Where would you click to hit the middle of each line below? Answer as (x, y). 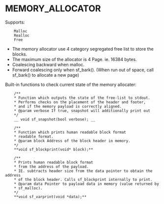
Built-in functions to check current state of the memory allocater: (71, 85)
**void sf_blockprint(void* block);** (54, 149)
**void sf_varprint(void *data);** (50, 197)
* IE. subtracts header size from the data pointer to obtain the (83, 171)
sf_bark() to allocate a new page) (46, 75)
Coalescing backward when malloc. (48, 64)
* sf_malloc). (28, 188)
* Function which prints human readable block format (70, 132)
